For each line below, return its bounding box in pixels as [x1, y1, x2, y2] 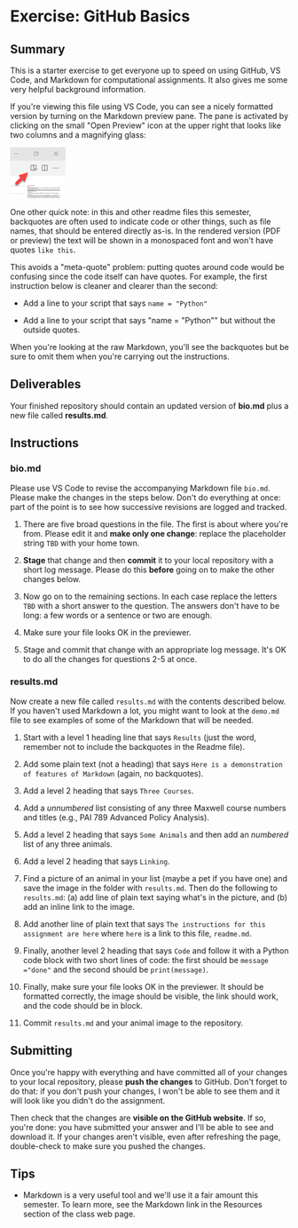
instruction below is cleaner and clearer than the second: [10, 281, 218, 291]
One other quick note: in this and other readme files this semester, [10, 207, 252, 217]
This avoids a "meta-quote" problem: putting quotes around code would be [10, 262, 285, 272]
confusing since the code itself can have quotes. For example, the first [10, 271, 268, 282]
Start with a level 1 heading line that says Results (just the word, [22, 731, 256, 743]
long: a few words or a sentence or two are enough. [22, 610, 212, 620]
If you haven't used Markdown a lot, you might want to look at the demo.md [10, 705, 280, 716]
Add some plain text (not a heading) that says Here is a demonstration [22, 758, 283, 769]
